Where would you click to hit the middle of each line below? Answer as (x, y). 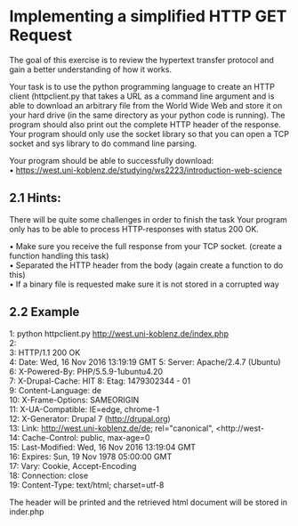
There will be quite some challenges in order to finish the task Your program (148, 219)
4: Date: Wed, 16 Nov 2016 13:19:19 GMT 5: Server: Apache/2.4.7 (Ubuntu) (145, 361)
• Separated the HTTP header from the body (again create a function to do (146, 265)
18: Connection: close (49, 475)
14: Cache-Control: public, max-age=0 (80, 437)
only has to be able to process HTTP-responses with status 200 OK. (134, 229)
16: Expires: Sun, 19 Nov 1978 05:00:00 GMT (91, 457)
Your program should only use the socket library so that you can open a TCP (149, 134)
